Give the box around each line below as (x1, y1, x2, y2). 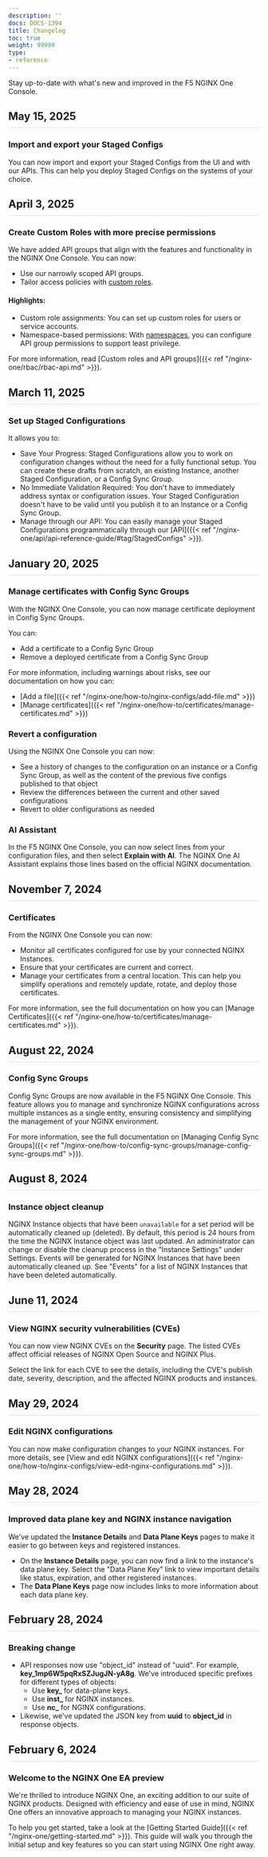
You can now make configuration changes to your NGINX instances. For (8, 1444, 245, 1453)
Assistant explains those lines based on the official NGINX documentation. (8, 859, 253, 869)
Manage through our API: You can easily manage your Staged (19, 516, 223, 527)
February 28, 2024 (8, 1613, 104, 1626)
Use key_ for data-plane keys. (31, 1685, 130, 1696)
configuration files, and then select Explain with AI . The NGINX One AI (8, 851, 240, 860)
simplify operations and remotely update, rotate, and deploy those (19, 979, 238, 990)
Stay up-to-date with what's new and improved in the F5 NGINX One (8, 77, 234, 88)
